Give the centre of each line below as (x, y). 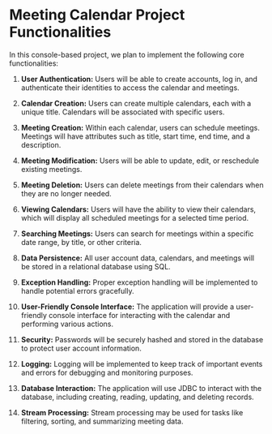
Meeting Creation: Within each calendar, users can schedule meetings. (140, 127)
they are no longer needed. (66, 193)
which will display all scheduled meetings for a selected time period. (135, 217)
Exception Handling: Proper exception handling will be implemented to (139, 282)
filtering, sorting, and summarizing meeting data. (102, 421)
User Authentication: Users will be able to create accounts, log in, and (139, 79)
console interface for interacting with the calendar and (139, 315)
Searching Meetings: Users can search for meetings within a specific (137, 234)
